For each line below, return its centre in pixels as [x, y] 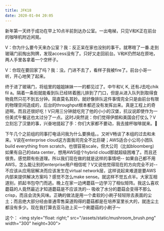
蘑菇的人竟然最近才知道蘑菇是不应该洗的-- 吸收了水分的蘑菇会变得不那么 [78, 189]
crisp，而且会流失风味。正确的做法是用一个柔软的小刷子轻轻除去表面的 [76, 195]
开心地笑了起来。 [31, 76]
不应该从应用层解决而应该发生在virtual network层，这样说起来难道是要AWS [81, 170]
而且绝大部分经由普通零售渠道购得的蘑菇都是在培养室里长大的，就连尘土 [86, 201]
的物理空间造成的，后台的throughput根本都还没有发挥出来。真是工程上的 [78, 105]
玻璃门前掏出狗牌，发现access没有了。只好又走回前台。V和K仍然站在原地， [81, 53]
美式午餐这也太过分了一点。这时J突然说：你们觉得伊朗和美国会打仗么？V [82, 117]
